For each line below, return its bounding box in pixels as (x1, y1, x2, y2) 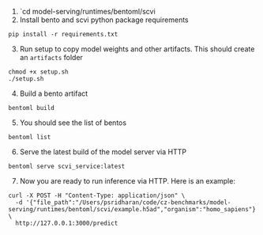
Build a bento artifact (19, 89, 88, 98)
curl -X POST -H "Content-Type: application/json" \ (8, 191, 186, 199)
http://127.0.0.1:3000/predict (15, 219, 118, 227)
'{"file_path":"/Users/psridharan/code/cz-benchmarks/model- (25, 199, 231, 207)
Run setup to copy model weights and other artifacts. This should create (19, 44, 255, 54)
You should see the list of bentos (19, 118, 127, 127)
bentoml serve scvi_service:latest (8, 162, 126, 170)
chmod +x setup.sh (8, 68, 69, 76)
